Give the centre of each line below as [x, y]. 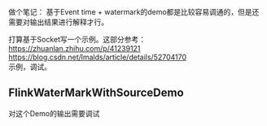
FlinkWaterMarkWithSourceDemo [96, 93]
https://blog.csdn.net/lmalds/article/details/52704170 [98, 57]
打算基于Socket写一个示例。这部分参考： [77, 39]
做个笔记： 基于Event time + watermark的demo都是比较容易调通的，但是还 [134, 12]
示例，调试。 [30, 67]
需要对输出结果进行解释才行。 [58, 22]
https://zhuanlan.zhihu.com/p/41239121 [74, 48]
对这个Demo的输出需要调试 [54, 113]
